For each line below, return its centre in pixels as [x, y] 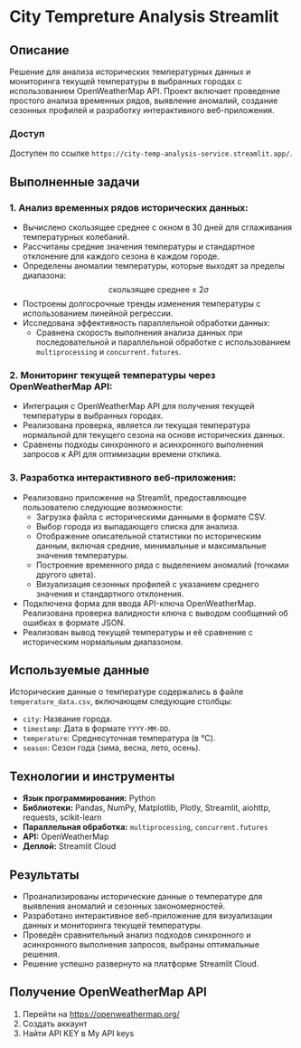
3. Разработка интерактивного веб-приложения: [123, 478]
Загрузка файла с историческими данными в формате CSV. [151, 517]
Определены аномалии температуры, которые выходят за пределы [153, 265]
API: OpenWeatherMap [66, 837]
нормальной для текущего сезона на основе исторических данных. [154, 435]
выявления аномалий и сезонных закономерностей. [124, 906]
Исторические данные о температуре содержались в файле [127, 692]
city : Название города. [67, 719]
